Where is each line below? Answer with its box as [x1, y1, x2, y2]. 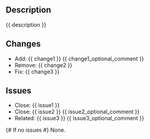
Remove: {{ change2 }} [14, 61, 73, 69]
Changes [5, 39, 41, 49]
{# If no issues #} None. [5, 126, 66, 134]
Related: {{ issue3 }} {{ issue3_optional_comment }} [14, 115, 145, 122]
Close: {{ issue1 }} [14, 102, 60, 109]
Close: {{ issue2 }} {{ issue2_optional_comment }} [14, 108, 140, 115]
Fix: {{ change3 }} [14, 68, 60, 75]
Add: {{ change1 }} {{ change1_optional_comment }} [14, 55, 145, 62]
